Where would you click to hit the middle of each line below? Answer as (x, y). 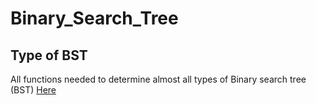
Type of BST (49, 55)
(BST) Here (33, 90)
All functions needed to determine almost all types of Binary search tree (158, 79)
